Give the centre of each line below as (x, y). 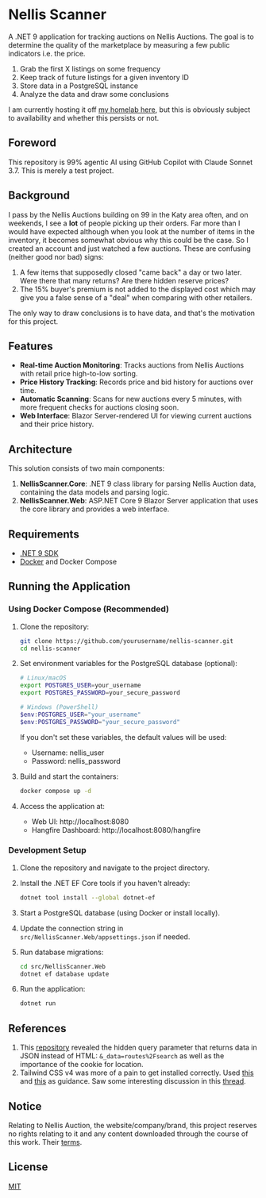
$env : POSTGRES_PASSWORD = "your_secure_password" (100, 722)
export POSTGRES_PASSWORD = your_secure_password (100, 693)
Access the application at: (62, 806)
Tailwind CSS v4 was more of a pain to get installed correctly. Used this (137, 1073)
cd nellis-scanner (50, 649)
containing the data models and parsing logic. (94, 492)
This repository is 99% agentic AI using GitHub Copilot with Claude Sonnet (131, 162)
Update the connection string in (71, 928)
